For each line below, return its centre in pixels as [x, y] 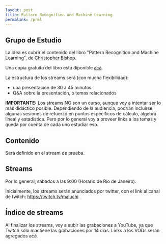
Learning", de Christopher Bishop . [41, 58]
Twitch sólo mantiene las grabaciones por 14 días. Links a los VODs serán [82, 230]
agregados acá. [22, 236]
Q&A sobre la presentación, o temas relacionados [65, 93]
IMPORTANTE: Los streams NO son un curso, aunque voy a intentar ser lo [83, 103]
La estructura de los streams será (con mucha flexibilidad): [67, 78]
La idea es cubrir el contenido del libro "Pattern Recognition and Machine [82, 53]
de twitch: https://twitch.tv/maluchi [42, 197]
